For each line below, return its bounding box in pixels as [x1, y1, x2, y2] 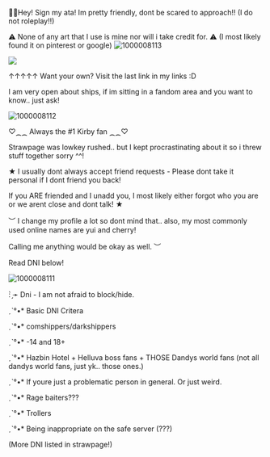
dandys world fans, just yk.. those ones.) [8, 362, 144, 371]
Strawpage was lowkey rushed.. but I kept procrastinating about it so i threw [8, 142, 262, 152]
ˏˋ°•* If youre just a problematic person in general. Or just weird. [8, 377, 222, 387]
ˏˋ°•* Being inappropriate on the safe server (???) [8, 424, 172, 434]
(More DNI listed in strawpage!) [8, 440, 113, 449]
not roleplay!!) [8, 16, 55, 26]
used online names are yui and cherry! [8, 225, 137, 234]
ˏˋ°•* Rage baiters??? [8, 392, 79, 402]
